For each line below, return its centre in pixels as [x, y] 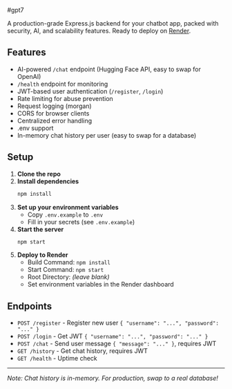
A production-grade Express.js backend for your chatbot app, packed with [113, 23]
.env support [35, 128]
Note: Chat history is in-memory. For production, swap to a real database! [113, 378]
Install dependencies [48, 181]
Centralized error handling [55, 120]
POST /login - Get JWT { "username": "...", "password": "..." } [113, 336]
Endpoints [30, 306]
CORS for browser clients [53, 113]
